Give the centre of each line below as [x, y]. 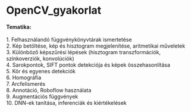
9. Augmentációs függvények [42, 97]
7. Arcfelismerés [26, 83]
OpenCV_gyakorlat [54, 10]
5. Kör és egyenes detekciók [41, 71]
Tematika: [19, 27]
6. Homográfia [24, 77]
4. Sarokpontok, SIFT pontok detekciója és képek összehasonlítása [88, 65]
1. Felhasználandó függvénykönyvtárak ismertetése [69, 39]
